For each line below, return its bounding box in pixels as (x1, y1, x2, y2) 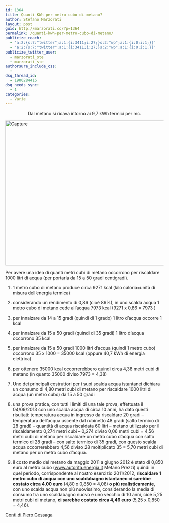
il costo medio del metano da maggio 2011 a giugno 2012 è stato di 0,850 (12, 459, 163, 465)
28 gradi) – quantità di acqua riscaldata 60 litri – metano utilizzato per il (12, 423, 160, 429)
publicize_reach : (5, 36, 42, 41)
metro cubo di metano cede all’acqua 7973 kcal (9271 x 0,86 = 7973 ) (12, 305, 156, 311)
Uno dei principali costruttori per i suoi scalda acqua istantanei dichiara (12, 381, 160, 387)
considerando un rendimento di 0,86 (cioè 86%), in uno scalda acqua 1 (12, 300, 159, 306)
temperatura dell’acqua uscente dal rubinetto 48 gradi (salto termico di (12, 417, 159, 424)
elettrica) (12, 356, 32, 362)
